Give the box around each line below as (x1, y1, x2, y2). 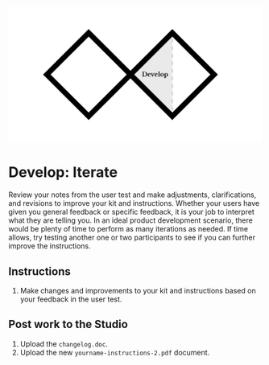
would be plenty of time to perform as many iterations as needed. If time (8, 224, 248, 234)
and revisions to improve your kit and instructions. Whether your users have (8, 199, 260, 208)
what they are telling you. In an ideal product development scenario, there (8, 215, 254, 225)
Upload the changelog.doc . (19, 338, 109, 348)
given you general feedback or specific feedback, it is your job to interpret (8, 207, 255, 217)
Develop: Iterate (8, 163, 118, 182)
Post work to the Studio (8, 318, 129, 331)
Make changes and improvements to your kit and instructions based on (19, 285, 256, 295)
